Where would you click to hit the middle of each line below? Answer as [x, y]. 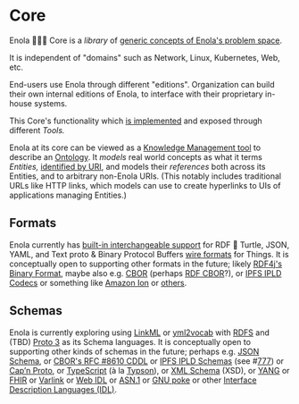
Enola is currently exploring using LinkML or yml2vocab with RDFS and [139, 332]
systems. [51, 103]
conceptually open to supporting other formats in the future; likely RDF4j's [146, 264]
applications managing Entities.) [68, 195]
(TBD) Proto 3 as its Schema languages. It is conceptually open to [130, 341]
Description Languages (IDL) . [63, 389]
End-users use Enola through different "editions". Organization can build [142, 84]
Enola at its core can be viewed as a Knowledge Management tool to [135, 147]
